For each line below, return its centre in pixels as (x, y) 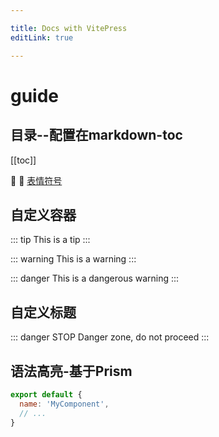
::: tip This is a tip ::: (50, 240)
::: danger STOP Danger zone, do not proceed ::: (110, 337)
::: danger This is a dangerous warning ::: (95, 278)
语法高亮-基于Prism (71, 371)
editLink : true (42, 37)
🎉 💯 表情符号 (36, 180)
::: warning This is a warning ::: (73, 259)
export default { (46, 394)
